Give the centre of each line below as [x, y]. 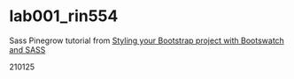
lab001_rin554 [64, 16]
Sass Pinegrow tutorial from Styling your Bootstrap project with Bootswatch [147, 40]
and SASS [27, 49]
